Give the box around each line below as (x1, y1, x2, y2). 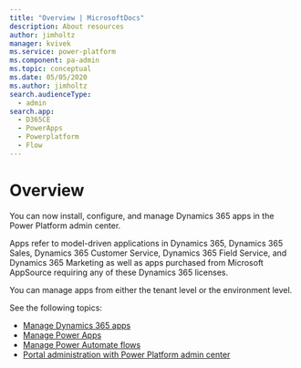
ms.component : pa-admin (9, 56, 100, 65)
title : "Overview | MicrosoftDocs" (9, 13, 145, 23)
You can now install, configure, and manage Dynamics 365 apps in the (9, 210, 275, 221)
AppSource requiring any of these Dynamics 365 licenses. (9, 267, 229, 278)
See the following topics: (9, 302, 103, 313)
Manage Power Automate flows (22, 339, 141, 350)
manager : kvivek (9, 38, 71, 48)
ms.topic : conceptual (9, 65, 92, 74)
